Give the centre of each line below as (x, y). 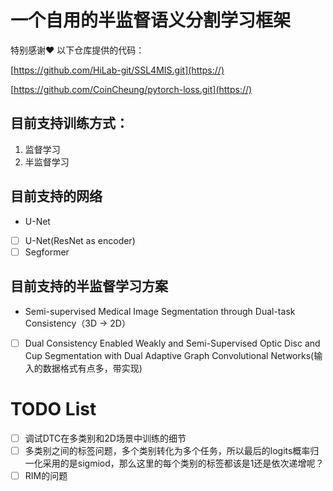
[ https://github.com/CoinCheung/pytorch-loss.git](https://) (131, 89)
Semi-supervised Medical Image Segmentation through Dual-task (160, 311)
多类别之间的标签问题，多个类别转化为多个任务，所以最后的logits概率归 (172, 450)
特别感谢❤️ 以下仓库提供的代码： (77, 50)
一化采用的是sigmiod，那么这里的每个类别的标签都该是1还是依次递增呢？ (174, 463)
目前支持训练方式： (69, 123)
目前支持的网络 (56, 196)
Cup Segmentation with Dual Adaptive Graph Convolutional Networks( (169, 355)
